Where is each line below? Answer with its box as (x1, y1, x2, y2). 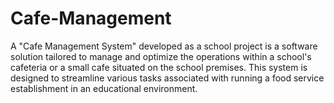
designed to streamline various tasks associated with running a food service (10, 72, 325, 84)
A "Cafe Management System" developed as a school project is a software (10, 40, 318, 52)
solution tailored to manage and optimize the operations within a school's (10, 50, 312, 62)
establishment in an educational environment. (10, 82, 198, 94)
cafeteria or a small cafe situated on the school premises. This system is (10, 61, 308, 73)
